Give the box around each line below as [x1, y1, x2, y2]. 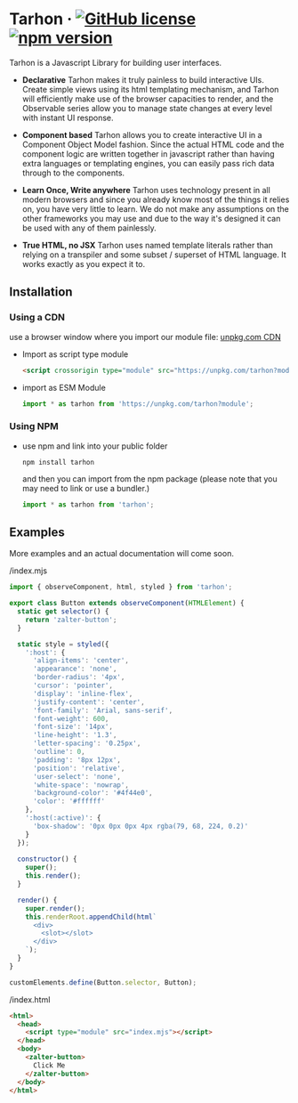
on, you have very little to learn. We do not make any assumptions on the [21, 203, 289, 214]
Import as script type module [21, 348, 129, 360]
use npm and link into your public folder [21, 441, 168, 451]
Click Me [32, 1060, 66, 1070]
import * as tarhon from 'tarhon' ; [21, 499, 155, 509]
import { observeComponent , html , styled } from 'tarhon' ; [9, 583, 233, 592]
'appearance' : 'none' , [32, 664, 117, 674]
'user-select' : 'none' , [32, 772, 122, 781]
